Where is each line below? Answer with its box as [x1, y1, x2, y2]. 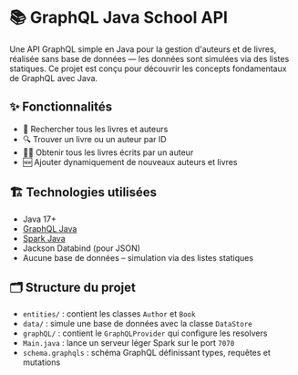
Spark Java [22, 233, 66, 244]
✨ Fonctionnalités [9, 99, 113, 115]
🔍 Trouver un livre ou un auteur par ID [22, 133, 167, 144]
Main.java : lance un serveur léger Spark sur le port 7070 [22, 338, 235, 349]
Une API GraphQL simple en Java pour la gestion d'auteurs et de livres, [9, 43, 277, 55]
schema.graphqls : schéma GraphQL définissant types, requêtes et [22, 348, 272, 359]
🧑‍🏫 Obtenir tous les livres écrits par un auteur [22, 147, 194, 158]
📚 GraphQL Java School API [9, 7, 228, 28]
